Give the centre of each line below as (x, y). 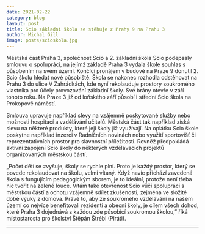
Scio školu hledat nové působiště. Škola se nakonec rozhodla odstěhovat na (102, 77)
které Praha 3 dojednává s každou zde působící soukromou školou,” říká (97, 212)
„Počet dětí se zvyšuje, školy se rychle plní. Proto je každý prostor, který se (101, 166)
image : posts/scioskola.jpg (42, 40)
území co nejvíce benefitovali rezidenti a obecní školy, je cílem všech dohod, (103, 205)
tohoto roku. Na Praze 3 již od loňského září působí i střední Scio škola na (99, 97)
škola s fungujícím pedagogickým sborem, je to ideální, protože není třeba (99, 179)
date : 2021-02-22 (28, 12)
